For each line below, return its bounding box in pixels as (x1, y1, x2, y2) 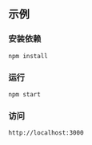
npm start (8, 90, 42, 98)
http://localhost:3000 (8, 129, 84, 137)
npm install (8, 52, 48, 60)
